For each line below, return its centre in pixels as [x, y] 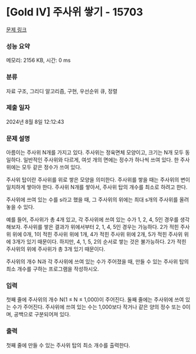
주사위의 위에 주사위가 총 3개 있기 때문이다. [56, 249]
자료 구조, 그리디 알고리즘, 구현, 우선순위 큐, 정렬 [62, 91]
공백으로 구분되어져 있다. [42, 314]
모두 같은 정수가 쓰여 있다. [52, 167]
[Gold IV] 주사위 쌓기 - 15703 [75, 12]
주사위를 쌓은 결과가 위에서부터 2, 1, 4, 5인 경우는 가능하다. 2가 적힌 [101, 227]
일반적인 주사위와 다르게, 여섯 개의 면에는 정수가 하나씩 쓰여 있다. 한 [101, 160]
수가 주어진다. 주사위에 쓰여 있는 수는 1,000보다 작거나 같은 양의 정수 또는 [97, 307]
